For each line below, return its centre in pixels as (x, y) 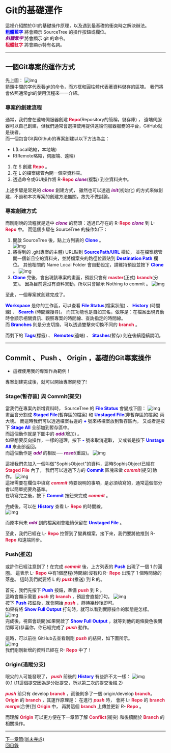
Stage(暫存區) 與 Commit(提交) (44, 396)
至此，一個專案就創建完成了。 (36, 295)
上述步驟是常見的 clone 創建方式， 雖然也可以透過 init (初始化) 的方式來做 (82, 190)
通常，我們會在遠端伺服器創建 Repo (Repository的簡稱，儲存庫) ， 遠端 (79, 120)
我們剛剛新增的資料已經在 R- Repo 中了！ (49, 650)
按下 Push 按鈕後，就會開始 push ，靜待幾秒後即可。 (61, 603)
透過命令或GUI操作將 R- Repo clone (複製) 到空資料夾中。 (72, 179)
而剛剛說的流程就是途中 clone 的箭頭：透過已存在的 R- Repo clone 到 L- (80, 223)
